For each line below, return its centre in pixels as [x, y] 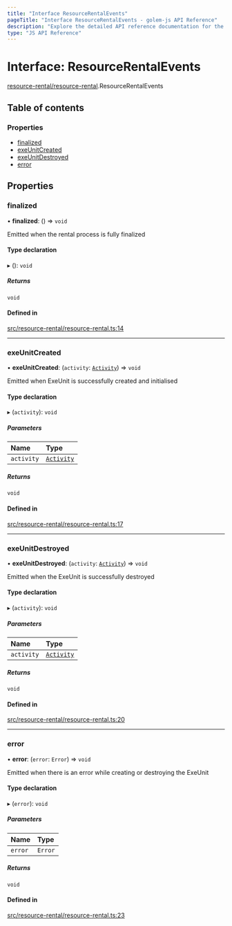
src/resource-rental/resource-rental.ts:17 [65, 524]
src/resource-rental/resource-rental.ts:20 [66, 720]
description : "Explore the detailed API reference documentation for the [116, 26]
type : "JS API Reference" [44, 33]
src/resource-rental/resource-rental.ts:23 [66, 915]
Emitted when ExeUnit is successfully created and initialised [93, 381]
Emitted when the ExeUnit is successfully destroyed [81, 576]
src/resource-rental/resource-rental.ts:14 [66, 328]
